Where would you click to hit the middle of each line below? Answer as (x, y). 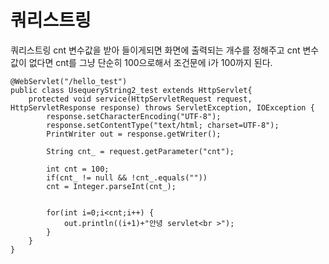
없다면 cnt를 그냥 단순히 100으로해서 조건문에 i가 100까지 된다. (150, 62)
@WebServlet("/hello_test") (69, 81)
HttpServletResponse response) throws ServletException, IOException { (162, 107)
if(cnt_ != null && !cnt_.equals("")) (127, 177)
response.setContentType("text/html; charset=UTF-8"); (163, 125)
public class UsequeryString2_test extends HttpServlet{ (131, 90)
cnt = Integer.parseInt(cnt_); (111, 186)
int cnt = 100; (78, 169)
